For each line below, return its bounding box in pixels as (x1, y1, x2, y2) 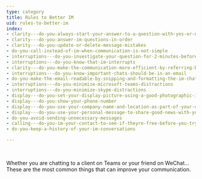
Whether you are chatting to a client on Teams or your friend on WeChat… (6, 160, 189, 166)
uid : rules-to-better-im (6, 20, 69, 26)
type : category (6, 8, 44, 15)
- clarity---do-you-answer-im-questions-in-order (6, 37, 133, 43)
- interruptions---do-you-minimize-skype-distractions (6, 87, 147, 93)
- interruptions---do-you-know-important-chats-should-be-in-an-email (6, 70, 187, 76)
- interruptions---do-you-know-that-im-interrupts (6, 59, 136, 65)
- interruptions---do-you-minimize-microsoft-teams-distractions (6, 82, 173, 88)
